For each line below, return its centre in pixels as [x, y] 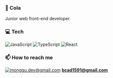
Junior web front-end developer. [38, 19]
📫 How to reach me [29, 57]
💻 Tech [14, 32]
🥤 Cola [13, 8]
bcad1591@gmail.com [85, 70]
